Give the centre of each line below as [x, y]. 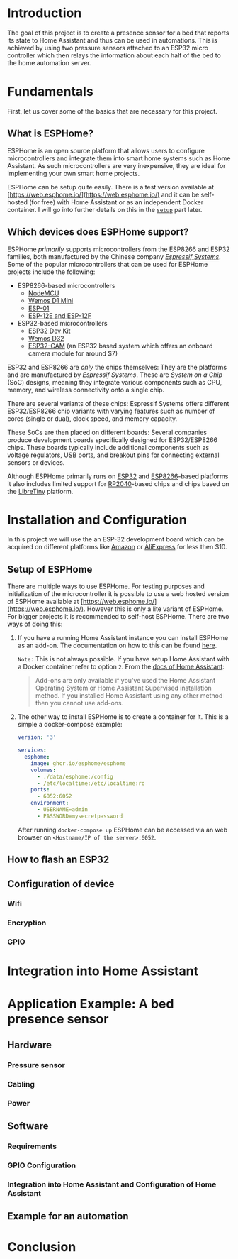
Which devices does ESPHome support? [98, 232]
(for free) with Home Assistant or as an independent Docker [117, 202]
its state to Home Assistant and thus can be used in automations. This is [112, 40]
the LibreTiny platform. [40, 491]
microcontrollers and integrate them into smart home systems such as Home [119, 158]
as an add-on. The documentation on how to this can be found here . [117, 645]
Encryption [27, 923]
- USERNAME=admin [62, 810]
